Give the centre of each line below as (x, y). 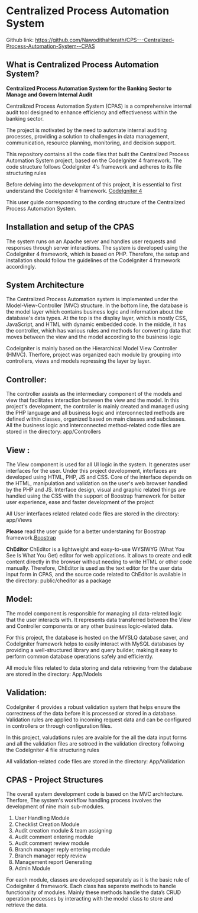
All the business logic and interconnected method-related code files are (93, 425)
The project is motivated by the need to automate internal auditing (87, 130)
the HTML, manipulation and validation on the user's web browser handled (97, 483)
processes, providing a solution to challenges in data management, (88, 136)
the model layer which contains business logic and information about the (95, 312)
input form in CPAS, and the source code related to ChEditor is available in (96, 574)
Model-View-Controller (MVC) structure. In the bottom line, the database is (97, 305)
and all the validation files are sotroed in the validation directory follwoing (95, 743)
